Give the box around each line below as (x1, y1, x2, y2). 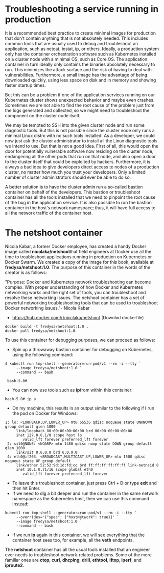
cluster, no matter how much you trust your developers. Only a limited (5, 169, 146, 175)
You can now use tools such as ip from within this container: (12, 387, 133, 393)
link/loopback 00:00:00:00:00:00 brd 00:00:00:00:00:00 (16, 428, 133, 433)
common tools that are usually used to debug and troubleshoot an (5, 40, 138, 46)
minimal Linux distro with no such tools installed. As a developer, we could (5, 133, 155, 138)
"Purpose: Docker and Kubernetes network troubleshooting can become (5, 279, 151, 285)
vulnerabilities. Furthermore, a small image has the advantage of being (5, 72, 148, 78)
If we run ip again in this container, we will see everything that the (12, 532, 145, 538)
